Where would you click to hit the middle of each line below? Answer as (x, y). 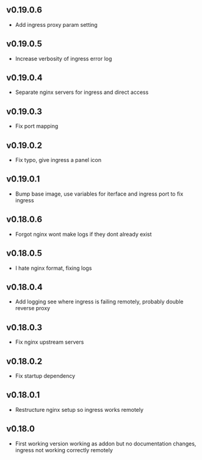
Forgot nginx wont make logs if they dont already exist (83, 234)
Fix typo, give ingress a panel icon (58, 160)
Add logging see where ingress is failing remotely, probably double (99, 302)
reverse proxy (33, 308)
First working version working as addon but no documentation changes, (106, 444)
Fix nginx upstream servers (49, 342)
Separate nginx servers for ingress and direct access (82, 92)
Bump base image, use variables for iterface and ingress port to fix (99, 194)
